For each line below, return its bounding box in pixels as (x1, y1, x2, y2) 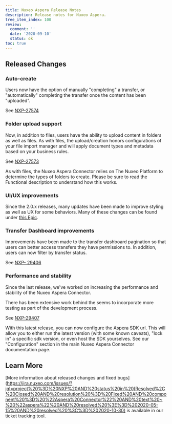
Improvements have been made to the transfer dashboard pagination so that (5, 239, 166, 245)
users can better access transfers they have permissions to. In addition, (5, 244, 157, 250)
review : (5, 22, 22, 27)
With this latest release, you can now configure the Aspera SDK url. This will (5, 325, 166, 331)
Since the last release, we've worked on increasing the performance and (5, 284, 159, 290)
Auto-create (5, 75, 37, 82)
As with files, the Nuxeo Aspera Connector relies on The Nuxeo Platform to (5, 168, 163, 174)
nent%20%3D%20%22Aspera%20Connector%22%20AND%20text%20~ (5, 396, 163, 402)
